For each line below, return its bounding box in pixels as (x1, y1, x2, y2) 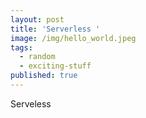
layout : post (10, 14, 65, 25)
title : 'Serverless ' (10, 24, 101, 34)
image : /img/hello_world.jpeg (10, 33, 137, 43)
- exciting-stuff (19, 61, 92, 71)
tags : (10, 42, 33, 53)
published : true (10, 71, 78, 81)
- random (19, 52, 56, 62)
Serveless (10, 97, 52, 110)
